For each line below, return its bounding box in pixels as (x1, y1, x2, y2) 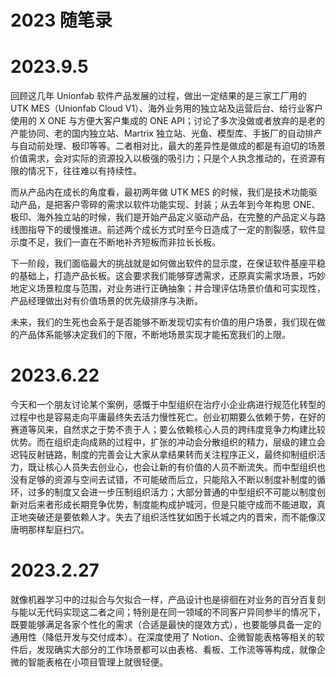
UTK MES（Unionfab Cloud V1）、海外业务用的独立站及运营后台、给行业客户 (10, 102, 324, 115)
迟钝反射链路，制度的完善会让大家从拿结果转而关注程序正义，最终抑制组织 (10, 449, 317, 461)
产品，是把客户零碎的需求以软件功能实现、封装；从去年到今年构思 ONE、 (18, 199, 321, 211)
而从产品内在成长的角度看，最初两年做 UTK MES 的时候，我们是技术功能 (10, 186, 309, 198)
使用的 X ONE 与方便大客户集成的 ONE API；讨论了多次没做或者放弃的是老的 (10, 115, 325, 127)
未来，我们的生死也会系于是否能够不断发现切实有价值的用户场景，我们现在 (10, 316, 317, 328)
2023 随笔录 (10, 9, 113, 32)
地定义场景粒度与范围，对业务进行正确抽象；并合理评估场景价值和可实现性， (10, 282, 326, 295)
